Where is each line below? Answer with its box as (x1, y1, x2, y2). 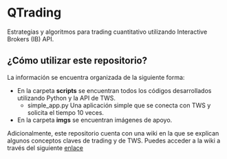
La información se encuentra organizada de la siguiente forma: (7, 73, 185, 81)
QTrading (7, 5, 62, 21)
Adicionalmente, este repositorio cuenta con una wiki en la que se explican (7, 129, 219, 137)
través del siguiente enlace (7, 143, 84, 152)
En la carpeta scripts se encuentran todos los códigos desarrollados (17, 86, 212, 94)
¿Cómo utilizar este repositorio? (7, 55, 148, 67)
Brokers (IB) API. (7, 34, 54, 43)
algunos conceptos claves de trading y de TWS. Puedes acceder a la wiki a (7, 136, 221, 145)
